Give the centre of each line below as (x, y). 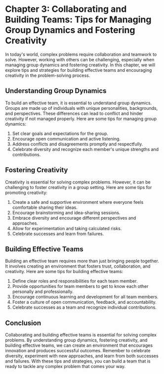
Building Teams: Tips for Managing (78, 20)
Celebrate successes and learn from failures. (58, 234)
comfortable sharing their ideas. (45, 207)
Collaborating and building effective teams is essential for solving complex (81, 335)
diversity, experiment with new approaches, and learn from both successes (82, 356)
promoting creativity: (26, 192)
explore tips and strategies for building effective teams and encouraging (79, 70)
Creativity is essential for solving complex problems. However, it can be (78, 182)
